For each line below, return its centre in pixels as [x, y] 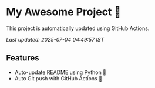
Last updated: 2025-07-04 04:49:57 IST [55, 39]
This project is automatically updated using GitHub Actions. [78, 28]
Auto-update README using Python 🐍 [60, 72]
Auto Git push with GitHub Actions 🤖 [58, 78]
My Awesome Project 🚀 [64, 12]
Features [23, 58]
